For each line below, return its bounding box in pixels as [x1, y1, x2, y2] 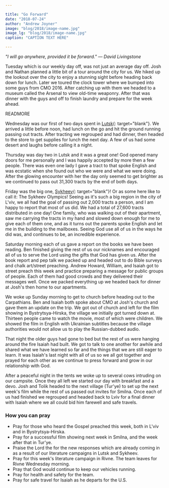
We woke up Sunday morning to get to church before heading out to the [5, 294, 155, 300]
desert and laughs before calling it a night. [5, 142, 93, 148]
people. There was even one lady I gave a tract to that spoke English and [5, 163, 156, 168]
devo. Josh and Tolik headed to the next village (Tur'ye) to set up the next [5, 383, 159, 389]
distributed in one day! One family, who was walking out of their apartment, [5, 210, 161, 216]
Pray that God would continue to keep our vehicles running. [12, 466, 136, 472]
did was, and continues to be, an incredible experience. [5, 231, 121, 237]
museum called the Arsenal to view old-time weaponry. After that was [5, 90, 150, 96]
